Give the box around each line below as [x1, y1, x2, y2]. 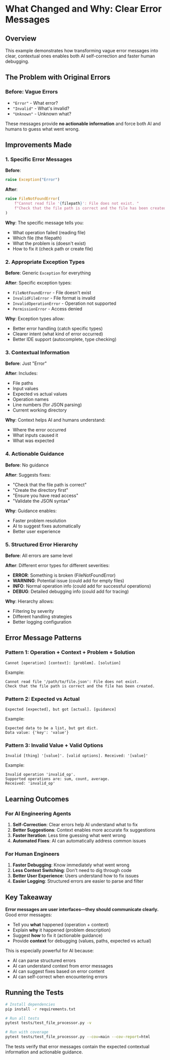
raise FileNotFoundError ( [5, 196, 60, 201]
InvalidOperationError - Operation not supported [12, 300, 116, 306]
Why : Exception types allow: [5, 316, 65, 322]
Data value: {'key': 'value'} [5, 730, 69, 735]
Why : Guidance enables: [5, 508, 57, 514]
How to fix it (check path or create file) [12, 245, 94, 252]
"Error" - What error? [12, 100, 58, 106]
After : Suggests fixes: [5, 472, 51, 478]
